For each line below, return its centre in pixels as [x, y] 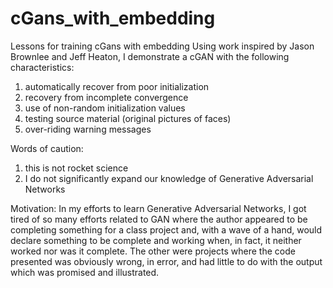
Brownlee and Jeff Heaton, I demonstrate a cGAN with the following [150, 56]
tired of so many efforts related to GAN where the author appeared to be [159, 219]
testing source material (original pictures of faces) [128, 118]
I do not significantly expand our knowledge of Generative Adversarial [169, 178]
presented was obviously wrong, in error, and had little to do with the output [166, 261]
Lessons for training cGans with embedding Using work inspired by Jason [162, 46]
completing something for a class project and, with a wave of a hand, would [166, 229]
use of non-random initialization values [105, 108]
